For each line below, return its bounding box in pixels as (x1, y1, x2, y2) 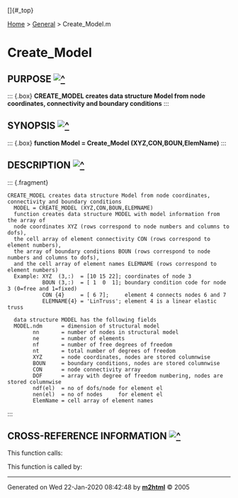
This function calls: (7, 449, 63, 458)
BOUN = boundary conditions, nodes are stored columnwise (33, 359, 220, 367)
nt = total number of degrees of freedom (33, 347, 176, 354)
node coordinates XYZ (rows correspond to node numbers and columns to (13, 223, 230, 230)
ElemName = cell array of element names (33, 397, 154, 404)
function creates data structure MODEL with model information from (13, 210, 220, 217)
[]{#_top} (7, 6, 34, 14)
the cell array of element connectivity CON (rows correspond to (13, 235, 211, 242)
